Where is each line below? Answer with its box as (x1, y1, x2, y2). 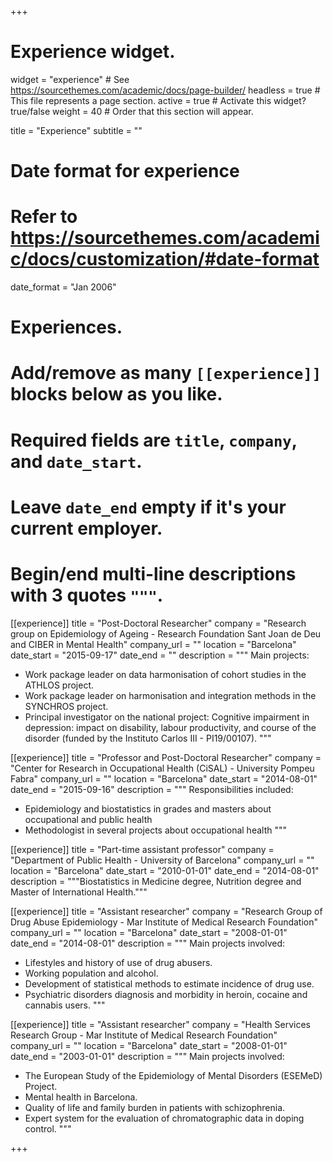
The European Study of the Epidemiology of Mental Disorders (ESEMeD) (24, 1069, 323, 1081)
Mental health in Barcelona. (24, 1091, 138, 1103)
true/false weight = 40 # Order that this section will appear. (10, 105, 254, 117)
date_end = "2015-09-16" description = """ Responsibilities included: (10, 783, 294, 795)
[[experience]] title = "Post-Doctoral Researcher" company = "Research (10, 617, 307, 629)
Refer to (10, 206, 78, 228)
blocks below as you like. (10, 383, 223, 406)
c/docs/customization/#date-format (10, 248, 320, 271)
